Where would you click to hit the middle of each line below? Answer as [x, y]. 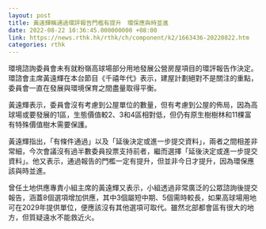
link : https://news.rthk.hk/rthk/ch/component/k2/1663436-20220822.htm [129, 38]
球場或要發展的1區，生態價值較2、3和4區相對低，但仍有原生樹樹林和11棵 [127, 114]
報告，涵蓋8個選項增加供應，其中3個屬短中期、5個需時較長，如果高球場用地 [133, 197]
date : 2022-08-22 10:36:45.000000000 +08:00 [83, 30]
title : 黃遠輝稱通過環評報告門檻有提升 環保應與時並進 [88, 23]
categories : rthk [37, 45]
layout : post [30, 15]
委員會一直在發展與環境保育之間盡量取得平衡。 [84, 88]
